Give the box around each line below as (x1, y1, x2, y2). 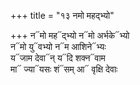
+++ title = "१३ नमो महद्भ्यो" (10, 10, 115, 21)
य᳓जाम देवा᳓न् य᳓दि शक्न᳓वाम (10, 52, 106, 64)
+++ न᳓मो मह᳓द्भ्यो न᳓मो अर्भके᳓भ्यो (10, 30, 130, 41)
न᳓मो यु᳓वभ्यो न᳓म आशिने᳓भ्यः (10, 41, 107, 52)
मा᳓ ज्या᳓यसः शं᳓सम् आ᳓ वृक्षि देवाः (10, 63, 118, 75)
